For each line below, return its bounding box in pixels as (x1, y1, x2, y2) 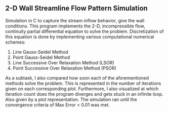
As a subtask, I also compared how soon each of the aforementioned (5, 74, 149, 81)
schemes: (5, 39, 26, 45)
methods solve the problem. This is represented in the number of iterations (5, 80, 161, 86)
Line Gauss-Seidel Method (12, 49, 68, 55)
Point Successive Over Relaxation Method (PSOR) (12, 65, 116, 71)
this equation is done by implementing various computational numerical (5, 33, 154, 40)
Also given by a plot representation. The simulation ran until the (5, 96, 138, 102)
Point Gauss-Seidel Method (12, 54, 70, 60)
